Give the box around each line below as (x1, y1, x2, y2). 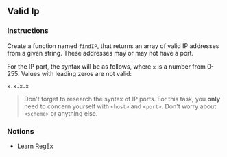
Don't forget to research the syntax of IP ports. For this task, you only (23, 95, 221, 103)
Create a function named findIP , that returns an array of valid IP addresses (7, 41, 219, 50)
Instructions (7, 26, 49, 36)
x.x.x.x (7, 82, 29, 90)
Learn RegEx (16, 142, 53, 150)
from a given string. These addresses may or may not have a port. (7, 49, 194, 57)
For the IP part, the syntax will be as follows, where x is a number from (7, 62, 206, 71)
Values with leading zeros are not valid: (21, 69, 132, 77)
